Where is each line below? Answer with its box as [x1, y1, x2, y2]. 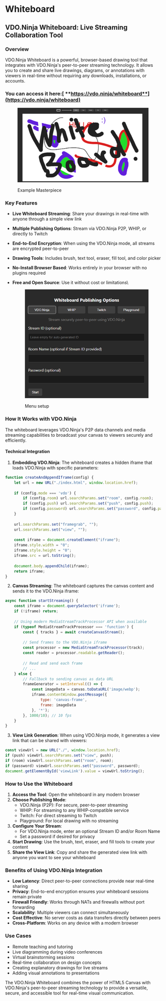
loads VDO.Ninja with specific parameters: [12, 464, 99, 470]
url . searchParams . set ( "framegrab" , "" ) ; [14, 522, 98, 527]
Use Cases [5, 932, 32, 939]
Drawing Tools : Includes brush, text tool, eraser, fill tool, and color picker [12, 255, 161, 261]
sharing [12, 883, 28, 889]
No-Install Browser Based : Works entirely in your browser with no [12, 265, 147, 271]
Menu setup [24, 403, 49, 409]
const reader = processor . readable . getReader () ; [23, 651, 125, 656]
